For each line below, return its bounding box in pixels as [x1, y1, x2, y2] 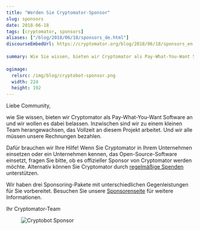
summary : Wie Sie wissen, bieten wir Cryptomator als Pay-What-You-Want [6, 54, 190, 60]
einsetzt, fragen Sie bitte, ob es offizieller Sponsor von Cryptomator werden [6, 157, 192, 164]
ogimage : [6, 66, 28, 72]
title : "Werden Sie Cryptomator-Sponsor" [6, 10, 111, 15]
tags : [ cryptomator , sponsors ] [6, 29, 84, 35]
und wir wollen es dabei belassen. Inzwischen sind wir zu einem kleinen [6, 120, 183, 128]
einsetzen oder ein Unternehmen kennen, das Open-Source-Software [6, 151, 177, 158]
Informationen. [6, 194, 42, 201]
